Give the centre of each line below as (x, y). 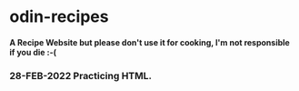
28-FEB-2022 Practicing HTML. (81, 76)
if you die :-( (33, 52)
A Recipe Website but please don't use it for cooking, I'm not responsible (150, 42)
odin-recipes (59, 17)
